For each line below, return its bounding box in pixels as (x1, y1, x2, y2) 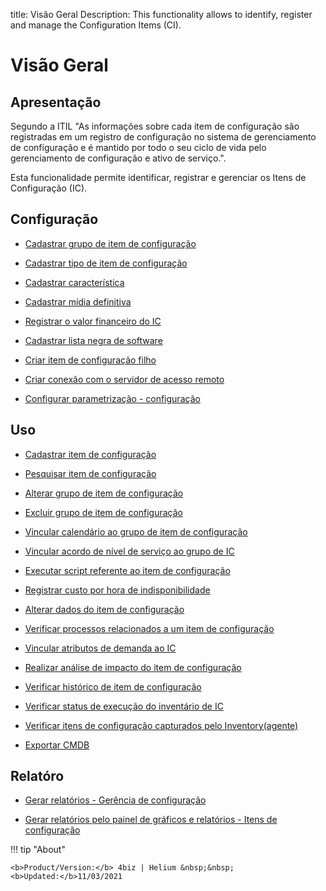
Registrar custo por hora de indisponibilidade (24, 584, 211, 596)
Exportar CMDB (24, 739, 90, 751)
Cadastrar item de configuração (24, 448, 157, 460)
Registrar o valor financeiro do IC (24, 315, 162, 327)
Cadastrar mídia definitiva (24, 295, 132, 308)
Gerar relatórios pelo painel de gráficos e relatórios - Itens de (24, 814, 278, 826)
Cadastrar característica (24, 276, 125, 288)
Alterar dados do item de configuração (24, 603, 185, 615)
